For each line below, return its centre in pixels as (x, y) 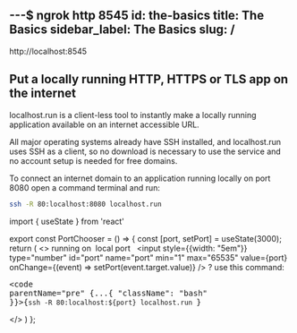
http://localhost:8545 (48, 51)
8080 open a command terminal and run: (85, 187)
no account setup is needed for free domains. (93, 160)
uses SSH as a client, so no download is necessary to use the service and (145, 151)
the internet (43, 94)
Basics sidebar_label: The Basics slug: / (122, 30)
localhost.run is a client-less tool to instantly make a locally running (133, 115)
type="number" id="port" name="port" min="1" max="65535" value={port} (148, 257)
